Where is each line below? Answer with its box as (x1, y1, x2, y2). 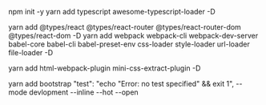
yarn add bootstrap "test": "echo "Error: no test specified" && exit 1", (8, 79, 235, 88)
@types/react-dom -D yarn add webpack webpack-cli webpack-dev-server (8, 31, 259, 40)
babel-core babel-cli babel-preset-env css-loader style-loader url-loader (8, 39, 250, 49)
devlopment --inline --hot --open (29, 87, 139, 97)
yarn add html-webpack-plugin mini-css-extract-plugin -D (8, 63, 201, 73)
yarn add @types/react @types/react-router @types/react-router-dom (8, 22, 242, 31)
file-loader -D (8, 48, 54, 57)
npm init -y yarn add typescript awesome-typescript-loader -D (8, 7, 216, 16)
